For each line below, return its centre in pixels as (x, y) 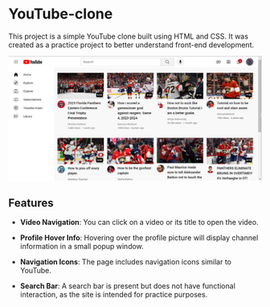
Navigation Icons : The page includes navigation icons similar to (125, 262)
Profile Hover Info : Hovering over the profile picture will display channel (139, 238)
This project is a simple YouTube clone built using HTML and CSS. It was (129, 36)
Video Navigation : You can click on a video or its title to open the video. (139, 223)
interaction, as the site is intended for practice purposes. (114, 295)
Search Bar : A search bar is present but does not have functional (127, 286)
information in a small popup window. (82, 247)
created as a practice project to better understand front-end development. (131, 44)
